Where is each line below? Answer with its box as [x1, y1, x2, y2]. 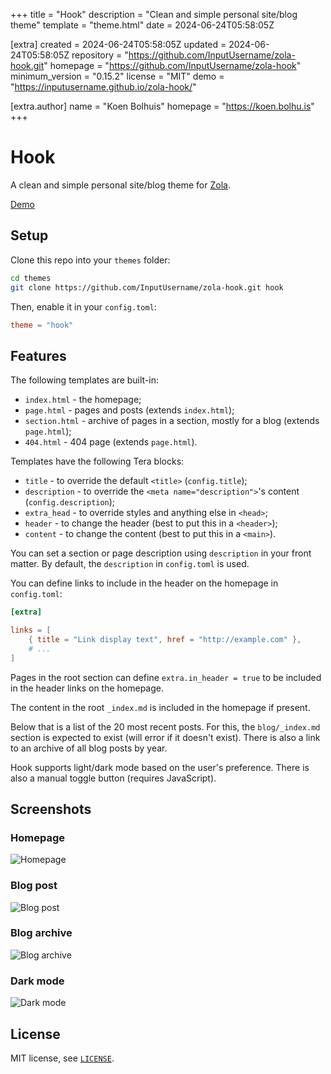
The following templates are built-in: [10, 374, 160, 386]
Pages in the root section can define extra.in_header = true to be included [10, 671, 322, 683]
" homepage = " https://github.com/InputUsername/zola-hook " [43, 60, 302, 71]
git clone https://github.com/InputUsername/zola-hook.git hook [10, 282, 284, 293]
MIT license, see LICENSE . [10, 1052, 115, 1064]
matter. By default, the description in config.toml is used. [10, 558, 250, 570]
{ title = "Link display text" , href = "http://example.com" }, [28, 634, 302, 644]
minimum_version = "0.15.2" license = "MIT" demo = [10, 70, 225, 82]
